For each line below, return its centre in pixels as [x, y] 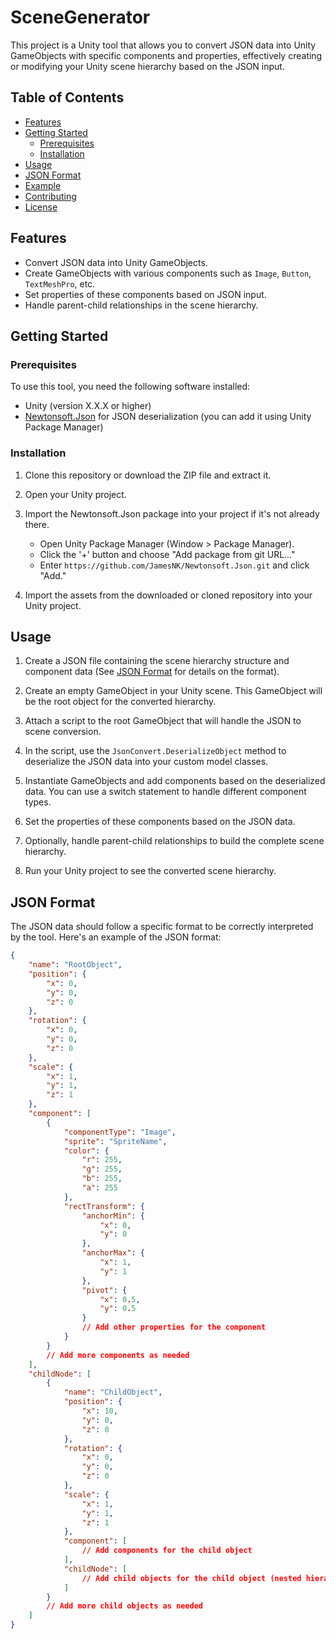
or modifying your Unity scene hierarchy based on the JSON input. [147, 66]
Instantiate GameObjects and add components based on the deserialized [175, 781]
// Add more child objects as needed [124, 1606]
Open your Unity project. [75, 494]
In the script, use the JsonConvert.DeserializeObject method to [155, 751]
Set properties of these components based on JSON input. [145, 294]
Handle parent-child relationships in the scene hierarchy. [141, 305]
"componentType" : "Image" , [120, 1132]
